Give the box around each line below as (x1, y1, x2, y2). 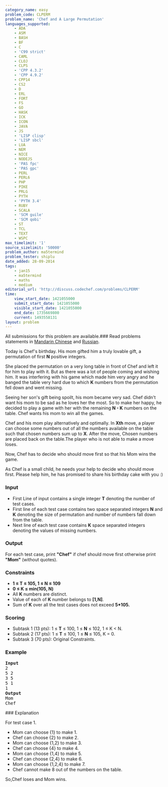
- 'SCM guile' (14, 213, 44, 218)
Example (5, 649, 27, 656)
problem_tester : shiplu (5, 254, 55, 260)
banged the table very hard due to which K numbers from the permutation (5, 379, 158, 385)
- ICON (14, 119, 28, 124)
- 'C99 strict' (14, 49, 46, 54)
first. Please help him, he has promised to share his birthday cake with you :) (5, 472, 163, 478)
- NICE (14, 152, 28, 157)
